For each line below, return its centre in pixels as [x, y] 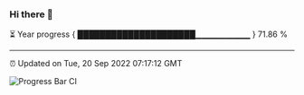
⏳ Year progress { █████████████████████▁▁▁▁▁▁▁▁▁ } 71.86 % [148, 34]
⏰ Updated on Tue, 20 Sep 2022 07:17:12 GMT [96, 64]
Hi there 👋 [32, 14]
